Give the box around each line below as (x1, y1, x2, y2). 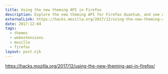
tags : (5, 26, 16, 31)
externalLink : (5, 16, 35, 21)
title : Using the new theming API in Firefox (5, 7, 101, 12)
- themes (9, 30, 28, 35)
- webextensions (9, 35, 43, 40)
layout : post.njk (5, 49, 41, 54)
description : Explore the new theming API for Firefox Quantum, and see (5, 12, 160, 17)
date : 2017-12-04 (5, 21, 41, 26)
